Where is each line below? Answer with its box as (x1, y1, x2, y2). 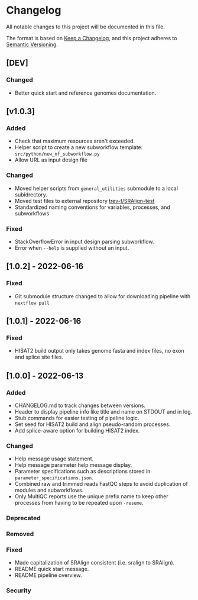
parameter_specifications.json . (14, 474, 93, 481)
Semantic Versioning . (6, 41, 58, 48)
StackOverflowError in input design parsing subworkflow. (14, 238, 154, 245)
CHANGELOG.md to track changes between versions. (14, 402, 146, 409)
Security (6, 586, 31, 595)
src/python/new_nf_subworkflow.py (14, 151, 100, 157)
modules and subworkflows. (14, 486, 84, 494)
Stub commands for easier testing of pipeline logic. (14, 414, 139, 421)
